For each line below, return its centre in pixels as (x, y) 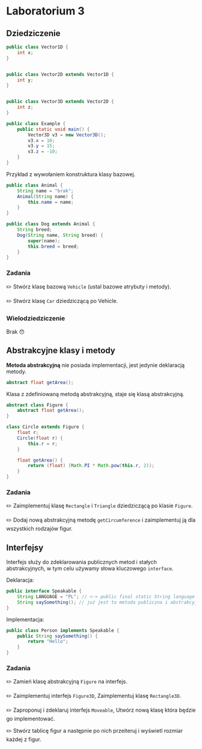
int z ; (25, 107)
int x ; (25, 52)
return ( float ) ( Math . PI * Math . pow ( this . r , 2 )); (91, 466)
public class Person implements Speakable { (63, 630)
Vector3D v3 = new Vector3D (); (67, 135)
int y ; (25, 80)
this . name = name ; (51, 202)
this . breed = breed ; (54, 246)
